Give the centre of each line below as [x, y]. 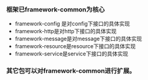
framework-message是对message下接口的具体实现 [79, 39]
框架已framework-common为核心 [56, 9]
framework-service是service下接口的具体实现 [71, 54]
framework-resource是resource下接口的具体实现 [75, 46]
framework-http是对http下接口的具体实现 [66, 31]
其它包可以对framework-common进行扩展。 [71, 71]
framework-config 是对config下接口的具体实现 [72, 24]
